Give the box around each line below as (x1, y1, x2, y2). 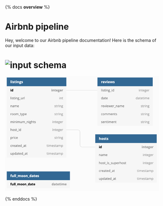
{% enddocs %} (5, 196, 38, 202)
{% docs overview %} (5, 4, 50, 10)
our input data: (5, 42, 35, 48)
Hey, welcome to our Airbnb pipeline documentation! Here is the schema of (5, 37, 157, 43)
